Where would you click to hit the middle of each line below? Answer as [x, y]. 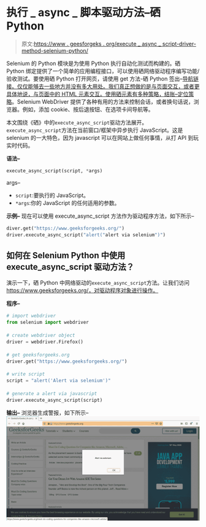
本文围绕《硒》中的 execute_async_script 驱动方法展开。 [77, 122]
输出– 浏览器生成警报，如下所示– [48, 412]
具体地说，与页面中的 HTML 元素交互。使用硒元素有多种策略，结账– [92, 94]
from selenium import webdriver [48, 323]
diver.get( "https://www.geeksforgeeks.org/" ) [65, 228]
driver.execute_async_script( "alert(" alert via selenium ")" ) [86, 235]
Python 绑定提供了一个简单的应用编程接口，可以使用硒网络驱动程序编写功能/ [103, 71]
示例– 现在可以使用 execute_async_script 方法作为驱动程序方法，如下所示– [100, 216]
